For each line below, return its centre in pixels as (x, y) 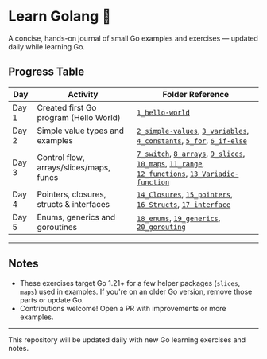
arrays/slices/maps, (74, 167)
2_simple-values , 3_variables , (193, 131)
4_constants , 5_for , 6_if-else (192, 140)
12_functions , (162, 173)
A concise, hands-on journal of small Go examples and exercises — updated (133, 38)
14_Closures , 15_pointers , (184, 194)
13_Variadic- (214, 174)
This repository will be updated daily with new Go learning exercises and (127, 339)
